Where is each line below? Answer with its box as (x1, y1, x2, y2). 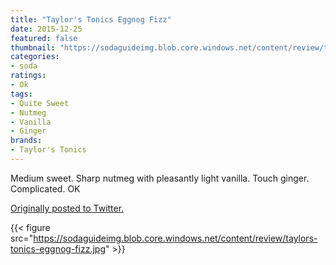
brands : (10, 136, 43, 146)
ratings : (10, 71, 47, 81)
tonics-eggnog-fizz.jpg (10, 242, 106, 255)
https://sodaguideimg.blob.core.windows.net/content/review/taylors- (33, 232, 318, 244)
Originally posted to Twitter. (10, 202, 125, 214)
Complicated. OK (10, 182, 81, 195)
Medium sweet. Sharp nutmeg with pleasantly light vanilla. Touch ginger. (10, 172, 310, 184)
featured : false (10, 33, 78, 43)
